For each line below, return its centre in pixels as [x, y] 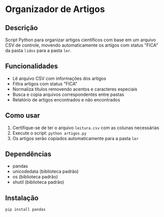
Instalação [22, 198]
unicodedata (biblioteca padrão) [45, 171]
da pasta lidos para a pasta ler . [38, 50]
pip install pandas [25, 209]
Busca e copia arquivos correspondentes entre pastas [68, 94]
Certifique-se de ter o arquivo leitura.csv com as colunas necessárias [86, 128]
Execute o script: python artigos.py [49, 133]
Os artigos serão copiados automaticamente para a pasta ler [75, 138]
